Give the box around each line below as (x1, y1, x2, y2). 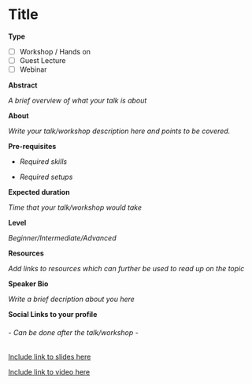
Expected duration (8, 188, 70, 197)
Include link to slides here (8, 352, 91, 362)
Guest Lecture (19, 56, 66, 65)
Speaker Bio (8, 279, 49, 289)
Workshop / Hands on (19, 47, 91, 56)
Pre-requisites (8, 142, 57, 151)
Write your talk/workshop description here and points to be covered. (8, 126, 231, 136)
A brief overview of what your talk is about (8, 96, 147, 106)
